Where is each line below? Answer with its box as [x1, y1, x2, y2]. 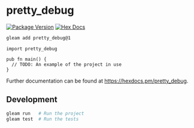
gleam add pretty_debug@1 [6, 35, 71, 41]
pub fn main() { [6, 56, 47, 62]
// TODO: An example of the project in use [11, 61, 122, 68]
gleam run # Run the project [6, 110, 84, 117]
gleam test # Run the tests [6, 116, 79, 122]
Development [6, 95, 58, 105]
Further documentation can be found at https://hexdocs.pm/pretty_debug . [6, 77, 189, 84]
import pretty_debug [6, 45, 58, 51]
